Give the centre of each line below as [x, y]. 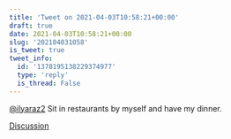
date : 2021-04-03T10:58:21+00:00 [71, 34]
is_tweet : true [37, 50]
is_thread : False [49, 83]
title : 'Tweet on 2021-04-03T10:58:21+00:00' [94, 17]
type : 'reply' [43, 75]
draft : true [31, 26]
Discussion [29, 126]
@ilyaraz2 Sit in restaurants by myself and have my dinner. [115, 108]
